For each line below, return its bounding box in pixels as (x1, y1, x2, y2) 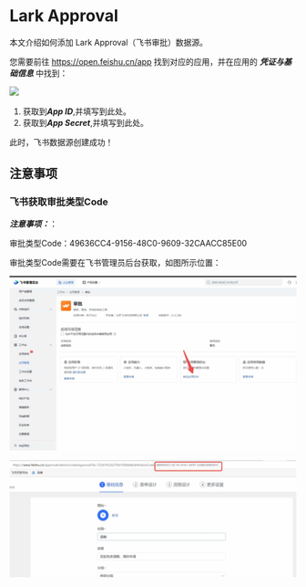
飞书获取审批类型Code (9, 195, 109, 208)
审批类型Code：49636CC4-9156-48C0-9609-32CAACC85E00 (9, 237, 248, 248)
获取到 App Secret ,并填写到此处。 (22, 117, 148, 128)
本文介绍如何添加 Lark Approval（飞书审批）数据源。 (9, 37, 208, 47)
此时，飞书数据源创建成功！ (9, 136, 114, 147)
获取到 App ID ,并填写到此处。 (22, 106, 132, 117)
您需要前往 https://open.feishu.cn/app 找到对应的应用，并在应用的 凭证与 (9, 56, 284, 67)
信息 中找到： (16, 68, 68, 79)
